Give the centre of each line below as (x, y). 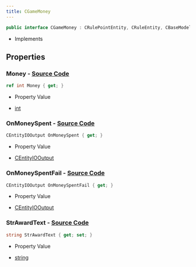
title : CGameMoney (28, 11)
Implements (29, 39)
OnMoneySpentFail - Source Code (55, 173)
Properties (26, 57)
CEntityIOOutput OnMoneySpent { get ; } (55, 136)
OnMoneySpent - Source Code (50, 123)
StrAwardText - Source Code (48, 223)
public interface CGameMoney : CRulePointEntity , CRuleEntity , (85, 27)
